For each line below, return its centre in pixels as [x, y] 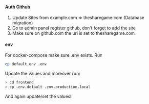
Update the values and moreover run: [43, 74]
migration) [22, 23]
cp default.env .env [26, 64]
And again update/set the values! [38, 96]
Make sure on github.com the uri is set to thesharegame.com [74, 33]
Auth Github [18, 7]
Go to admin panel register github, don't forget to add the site [74, 28]
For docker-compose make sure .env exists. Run [54, 55]
